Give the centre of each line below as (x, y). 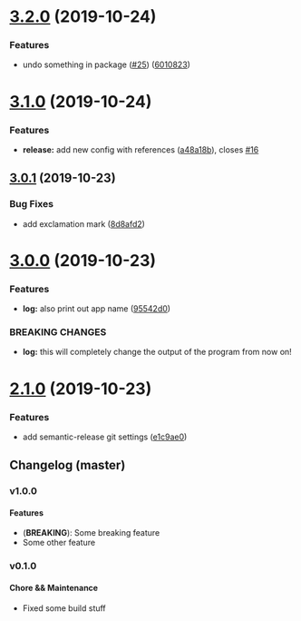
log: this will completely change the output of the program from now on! (157, 352)
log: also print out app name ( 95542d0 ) (96, 309)
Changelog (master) (68, 465)
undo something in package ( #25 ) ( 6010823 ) (106, 64)
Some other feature (59, 543)
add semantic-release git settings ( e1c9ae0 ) (105, 437)
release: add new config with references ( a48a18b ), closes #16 (141, 149)
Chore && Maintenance (53, 587)
